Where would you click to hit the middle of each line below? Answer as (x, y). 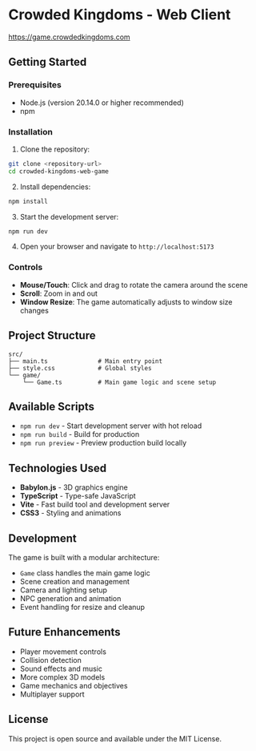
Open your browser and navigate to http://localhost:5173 (117, 247)
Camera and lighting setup (64, 590)
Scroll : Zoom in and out (58, 293)
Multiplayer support (52, 694)
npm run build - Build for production (80, 434)
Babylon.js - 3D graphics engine (74, 487)
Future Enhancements (65, 632)
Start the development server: (69, 216)
